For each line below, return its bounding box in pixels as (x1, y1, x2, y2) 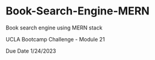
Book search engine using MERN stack (5, 24, 103, 31)
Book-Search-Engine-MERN (5, 4, 150, 18)
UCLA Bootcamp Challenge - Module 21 (5, 35, 105, 43)
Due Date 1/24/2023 (5, 47, 56, 55)
